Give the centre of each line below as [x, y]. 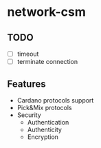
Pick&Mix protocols [44, 107]
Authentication [48, 122]
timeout [28, 54]
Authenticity [44, 129]
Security [29, 115]
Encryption [43, 137]
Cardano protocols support [55, 100]
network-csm [46, 12]
